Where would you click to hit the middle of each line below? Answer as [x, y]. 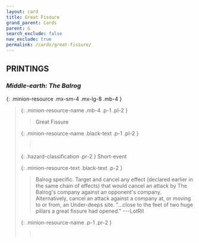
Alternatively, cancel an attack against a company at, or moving [113, 198]
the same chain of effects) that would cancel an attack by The [111, 185]
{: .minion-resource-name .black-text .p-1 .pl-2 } [80, 133]
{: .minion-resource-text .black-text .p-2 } [72, 168]
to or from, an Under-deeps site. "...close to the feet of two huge [114, 204]
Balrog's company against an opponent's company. [98, 192]
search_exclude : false [34, 34]
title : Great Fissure [33, 17]
